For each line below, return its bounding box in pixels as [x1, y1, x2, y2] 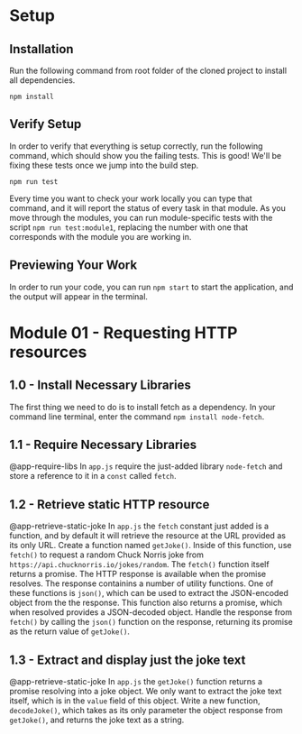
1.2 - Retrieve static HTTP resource [9, 497, 210, 512]
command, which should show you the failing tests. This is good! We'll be [9, 150, 282, 161]
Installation [9, 41, 74, 57]
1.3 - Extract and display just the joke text [9, 652, 246, 667]
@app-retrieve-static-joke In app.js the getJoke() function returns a [9, 676, 263, 687]
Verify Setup [9, 116, 82, 132]
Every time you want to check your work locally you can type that [9, 193, 252, 204]
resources [9, 342, 87, 362]
